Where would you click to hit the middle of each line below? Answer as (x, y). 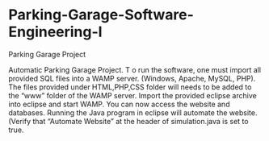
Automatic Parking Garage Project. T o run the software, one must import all (134, 69)
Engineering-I (55, 32)
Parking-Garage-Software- (101, 15)
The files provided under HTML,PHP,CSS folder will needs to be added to (130, 87)
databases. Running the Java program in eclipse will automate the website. (133, 112)
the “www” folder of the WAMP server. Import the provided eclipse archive (132, 95)
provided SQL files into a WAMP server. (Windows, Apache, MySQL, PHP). (132, 78)
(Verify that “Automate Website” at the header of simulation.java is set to (128, 121)
